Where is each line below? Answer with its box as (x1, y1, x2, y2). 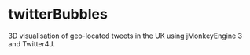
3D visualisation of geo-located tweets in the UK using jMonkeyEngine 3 (8, 31, 242, 40)
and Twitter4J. (8, 39, 55, 48)
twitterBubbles (8, 5, 108, 23)
